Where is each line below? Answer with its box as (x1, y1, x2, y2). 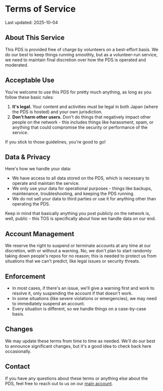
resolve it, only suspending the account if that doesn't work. (12, 290, 133, 296)
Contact (5, 362, 30, 371)
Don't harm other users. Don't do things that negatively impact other (12, 114, 151, 120)
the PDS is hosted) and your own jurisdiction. (12, 108, 103, 115)
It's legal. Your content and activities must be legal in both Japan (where (12, 104, 158, 109)
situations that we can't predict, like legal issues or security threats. (5, 258, 140, 264)
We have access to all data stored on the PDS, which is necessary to (12, 175, 150, 181)
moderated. (5, 62, 28, 68)
